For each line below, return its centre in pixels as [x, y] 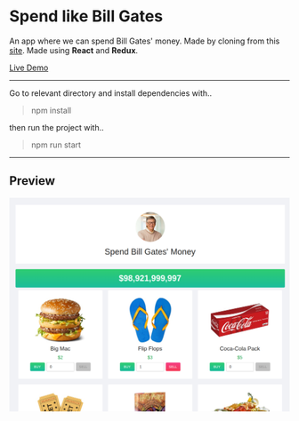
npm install [51, 110]
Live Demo [29, 68]
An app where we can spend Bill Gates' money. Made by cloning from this [145, 41]
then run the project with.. [57, 127]
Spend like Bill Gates [86, 16]
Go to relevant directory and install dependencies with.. [111, 93]
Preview [32, 181]
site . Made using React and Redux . [74, 50]
